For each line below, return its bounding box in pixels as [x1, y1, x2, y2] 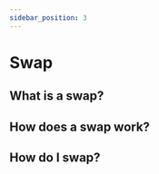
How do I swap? [9, 150, 101, 165]
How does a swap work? [9, 119, 150, 134]
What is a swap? [9, 88, 104, 104]
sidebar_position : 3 [9, 13, 88, 23]
